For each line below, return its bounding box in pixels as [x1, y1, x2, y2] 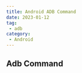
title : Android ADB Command [6, 8, 77, 15]
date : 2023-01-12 [6, 14, 50, 20]
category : [6, 31, 31, 37]
